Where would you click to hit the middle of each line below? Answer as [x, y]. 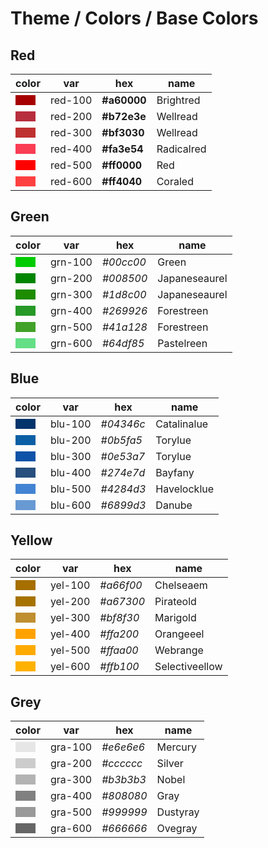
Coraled [175, 181]
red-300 [71, 132]
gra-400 [71, 796]
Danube [174, 505]
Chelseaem [181, 585]
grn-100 [71, 262]
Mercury [177, 747]
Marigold [175, 618]
